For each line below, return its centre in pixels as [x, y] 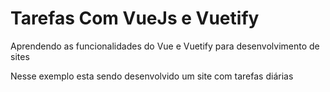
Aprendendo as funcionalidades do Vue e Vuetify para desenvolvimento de [165, 46]
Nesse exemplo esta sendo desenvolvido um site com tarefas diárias [152, 76]
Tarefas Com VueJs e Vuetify [135, 18]
